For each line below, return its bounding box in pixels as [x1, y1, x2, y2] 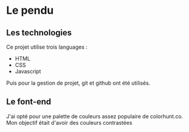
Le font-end [6, 97, 52, 107]
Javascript [14, 68, 41, 75]
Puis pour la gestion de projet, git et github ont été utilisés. [6, 79, 151, 86]
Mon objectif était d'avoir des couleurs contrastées [6, 119, 133, 126]
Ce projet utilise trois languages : [6, 43, 88, 50]
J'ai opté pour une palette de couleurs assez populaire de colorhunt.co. [6, 112, 184, 120]
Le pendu [6, 4, 54, 17]
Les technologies [6, 28, 72, 38]
